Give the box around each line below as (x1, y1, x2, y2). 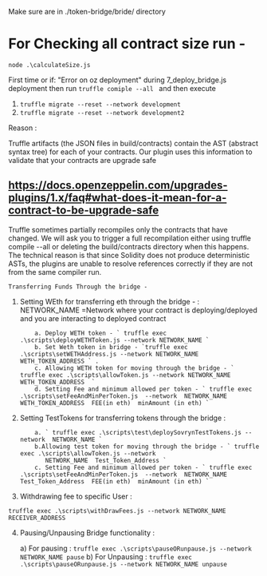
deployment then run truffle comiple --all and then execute (8, 83, 217, 93)
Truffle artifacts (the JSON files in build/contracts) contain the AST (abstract (8, 138, 259, 148)
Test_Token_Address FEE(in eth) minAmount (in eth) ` (19, 477, 210, 486)
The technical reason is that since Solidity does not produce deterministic (8, 250, 250, 260)
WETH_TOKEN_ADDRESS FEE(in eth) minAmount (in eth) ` (19, 399, 210, 407)
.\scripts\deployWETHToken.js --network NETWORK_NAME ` (19, 336, 210, 344)
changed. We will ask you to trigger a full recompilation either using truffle (8, 233, 251, 243)
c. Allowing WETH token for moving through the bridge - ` (34, 363, 235, 372)
